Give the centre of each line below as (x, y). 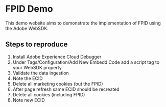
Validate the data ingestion (41, 73)
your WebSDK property (37, 67)
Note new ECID (29, 100)
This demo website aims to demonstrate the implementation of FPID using (83, 23)
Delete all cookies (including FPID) (49, 94)
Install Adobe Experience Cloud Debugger (57, 57)
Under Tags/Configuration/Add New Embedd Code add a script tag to (86, 62)
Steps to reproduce (37, 45)
